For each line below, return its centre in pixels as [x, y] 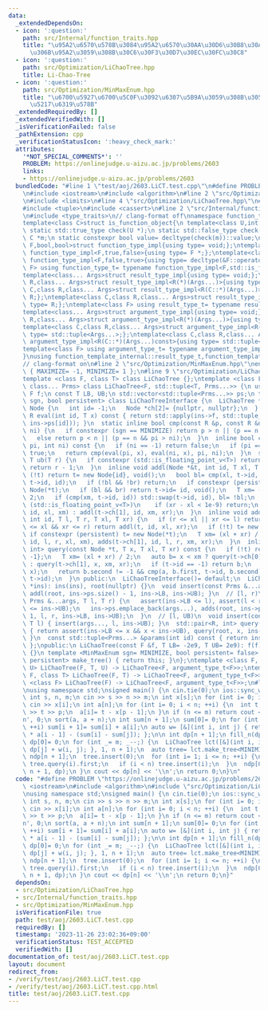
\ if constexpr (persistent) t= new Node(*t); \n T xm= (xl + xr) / [141, 535]
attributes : [35, 149]
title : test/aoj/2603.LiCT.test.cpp [69, 994]
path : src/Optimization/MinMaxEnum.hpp [89, 90]
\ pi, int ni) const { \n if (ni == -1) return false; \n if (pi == [142, 446]
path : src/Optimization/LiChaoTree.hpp [89, 68]
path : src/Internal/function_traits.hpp [91, 38]
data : [17, 16]
